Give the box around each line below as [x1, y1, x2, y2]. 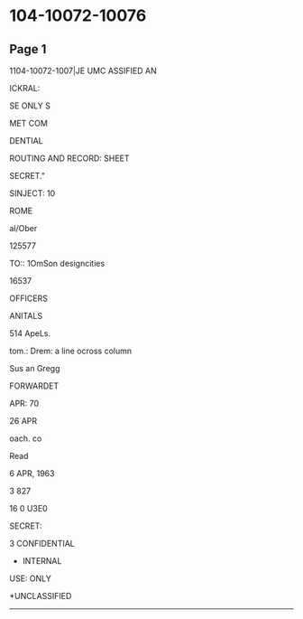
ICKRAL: [9, 83, 41, 93]
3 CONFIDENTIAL [9, 539, 75, 549]
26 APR [9, 416, 38, 426]
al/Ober [9, 223, 38, 233]
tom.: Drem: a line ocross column [9, 345, 133, 356]
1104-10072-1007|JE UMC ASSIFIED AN [9, 65, 157, 76]
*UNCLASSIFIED [9, 591, 72, 601]
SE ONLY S [9, 100, 51, 111]
